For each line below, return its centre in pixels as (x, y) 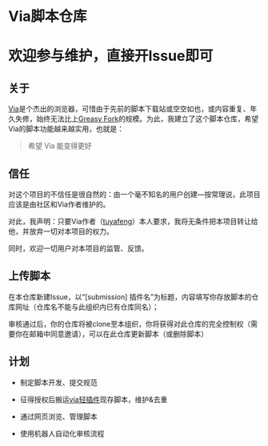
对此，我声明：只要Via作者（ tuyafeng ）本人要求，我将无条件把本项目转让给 (133, 221)
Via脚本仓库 (48, 16)
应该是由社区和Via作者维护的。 (59, 204)
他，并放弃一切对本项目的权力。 (61, 231)
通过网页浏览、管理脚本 (58, 416)
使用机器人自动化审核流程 (62, 433)
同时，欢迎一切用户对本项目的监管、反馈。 (78, 248)
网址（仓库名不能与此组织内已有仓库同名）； (87, 307)
